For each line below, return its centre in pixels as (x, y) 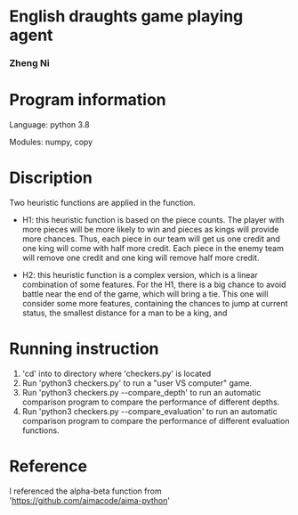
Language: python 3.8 (50, 125)
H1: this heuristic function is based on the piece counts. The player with (153, 219)
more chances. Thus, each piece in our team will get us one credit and (151, 239)
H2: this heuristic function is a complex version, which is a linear (140, 274)
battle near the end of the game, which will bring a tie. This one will (145, 294)
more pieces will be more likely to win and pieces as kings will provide (150, 229)
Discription (51, 178)
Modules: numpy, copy (51, 142)
